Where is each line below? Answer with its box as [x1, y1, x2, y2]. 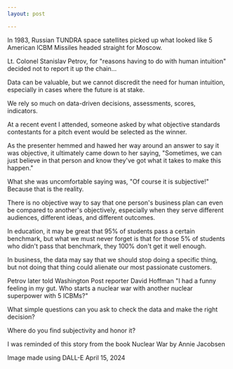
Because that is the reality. [7, 184, 84, 193]
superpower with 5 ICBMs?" [7, 291, 88, 299]
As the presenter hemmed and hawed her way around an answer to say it [7, 141, 220, 150]
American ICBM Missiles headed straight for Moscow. [7, 43, 163, 51]
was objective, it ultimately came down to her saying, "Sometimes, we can [7, 148, 222, 157]
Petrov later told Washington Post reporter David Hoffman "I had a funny [7, 276, 216, 285]
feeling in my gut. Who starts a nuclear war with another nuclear [7, 284, 193, 292]
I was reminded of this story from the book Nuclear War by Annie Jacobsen [7, 339, 226, 348]
